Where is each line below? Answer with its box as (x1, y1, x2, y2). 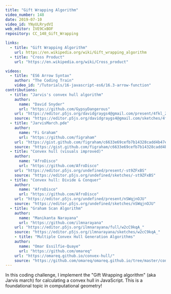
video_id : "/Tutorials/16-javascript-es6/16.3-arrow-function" (14, 83, 152, 88)
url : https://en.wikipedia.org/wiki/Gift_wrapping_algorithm (14, 49, 147, 55)
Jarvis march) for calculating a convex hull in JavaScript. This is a (5, 277, 143, 283)
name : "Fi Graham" (18, 130, 58, 135)
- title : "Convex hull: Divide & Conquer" (10, 177, 101, 182)
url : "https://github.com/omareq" (18, 248, 93, 254)
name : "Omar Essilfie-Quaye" (18, 244, 81, 249)
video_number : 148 (5, 12, 44, 17)
